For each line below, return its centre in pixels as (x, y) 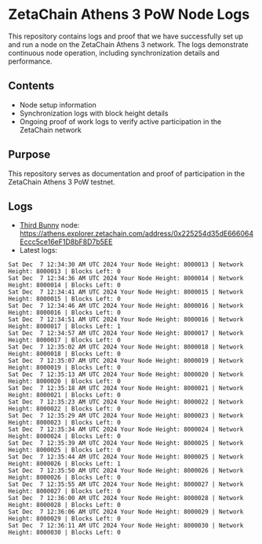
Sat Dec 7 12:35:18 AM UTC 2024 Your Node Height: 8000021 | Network (126, 389)
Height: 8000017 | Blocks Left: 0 (65, 340)
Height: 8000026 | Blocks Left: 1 (65, 464)
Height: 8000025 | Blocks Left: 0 (65, 450)
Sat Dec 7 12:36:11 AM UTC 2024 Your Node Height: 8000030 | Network (126, 526)
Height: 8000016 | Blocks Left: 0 (65, 313)
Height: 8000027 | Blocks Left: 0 (65, 491)
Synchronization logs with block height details (94, 113)
